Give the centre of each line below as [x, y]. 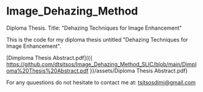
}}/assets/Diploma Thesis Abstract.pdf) [139, 70]
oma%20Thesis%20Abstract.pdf [48, 70]
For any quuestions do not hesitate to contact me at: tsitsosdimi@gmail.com [101, 82]
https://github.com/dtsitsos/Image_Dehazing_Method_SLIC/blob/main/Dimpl [101, 64]
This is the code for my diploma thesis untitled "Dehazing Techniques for [97, 39]
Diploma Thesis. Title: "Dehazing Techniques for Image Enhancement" [94, 28]
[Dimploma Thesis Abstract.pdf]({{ [49, 57]
